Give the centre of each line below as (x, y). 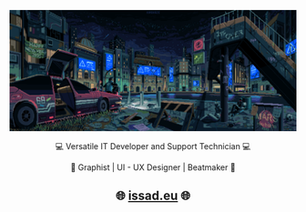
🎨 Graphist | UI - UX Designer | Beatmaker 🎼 (153, 167)
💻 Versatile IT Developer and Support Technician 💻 (153, 146)
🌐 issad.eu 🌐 (153, 196)
